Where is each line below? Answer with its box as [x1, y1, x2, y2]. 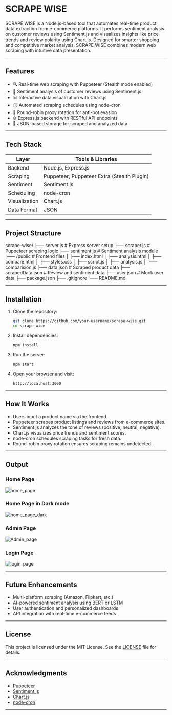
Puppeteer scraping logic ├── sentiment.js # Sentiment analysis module [5, 248, 158, 254]
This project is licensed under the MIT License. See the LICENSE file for [5, 644, 157, 650]
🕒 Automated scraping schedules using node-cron [12, 102, 121, 108]
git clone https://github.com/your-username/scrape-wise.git [12, 318, 146, 324]
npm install [12, 342, 38, 347]
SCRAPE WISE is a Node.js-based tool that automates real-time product [5, 20, 157, 26]
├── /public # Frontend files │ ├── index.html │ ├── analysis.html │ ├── [5, 253, 162, 259]
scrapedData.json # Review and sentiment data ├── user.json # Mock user [5, 270, 164, 276]
